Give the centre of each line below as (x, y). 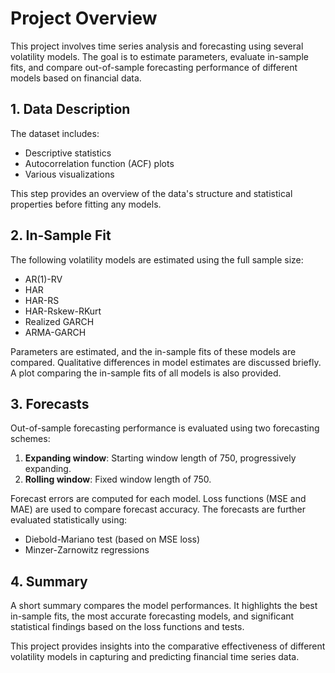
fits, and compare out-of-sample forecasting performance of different (154, 67)
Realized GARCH (59, 321)
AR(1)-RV (43, 279)
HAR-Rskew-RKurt (63, 311)
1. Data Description (70, 109)
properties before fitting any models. (86, 204)
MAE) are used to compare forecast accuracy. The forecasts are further (158, 509)
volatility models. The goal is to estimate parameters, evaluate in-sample (159, 56)
